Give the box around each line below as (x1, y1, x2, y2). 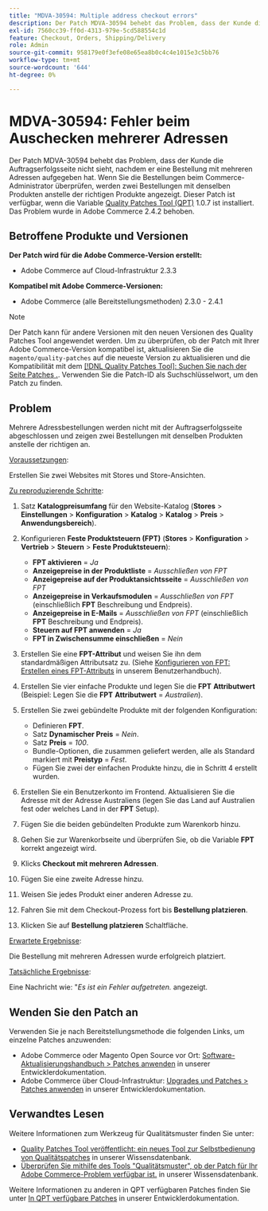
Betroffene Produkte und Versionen (9, 229, 189, 243)
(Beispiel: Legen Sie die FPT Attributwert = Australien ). (20, 690, 204, 700)
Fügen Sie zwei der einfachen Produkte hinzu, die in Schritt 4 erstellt (32, 763, 258, 773)
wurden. (32, 772, 60, 782)
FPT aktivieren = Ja (32, 558, 99, 567)
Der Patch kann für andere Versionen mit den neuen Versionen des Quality (9, 327, 254, 337)
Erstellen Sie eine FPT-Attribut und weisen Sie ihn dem (20, 649, 202, 659)
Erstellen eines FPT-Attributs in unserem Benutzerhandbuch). (20, 666, 222, 676)
